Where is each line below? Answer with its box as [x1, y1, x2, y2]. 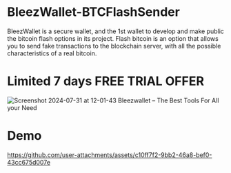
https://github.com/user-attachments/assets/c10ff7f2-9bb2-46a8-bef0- [7, 150, 212, 159]
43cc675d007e [7, 158, 50, 166]
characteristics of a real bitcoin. [7, 49, 97, 57]
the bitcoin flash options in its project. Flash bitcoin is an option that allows [7, 34, 219, 42]
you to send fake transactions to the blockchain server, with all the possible [7, 42, 221, 50]
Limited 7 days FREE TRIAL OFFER [7, 73, 205, 89]
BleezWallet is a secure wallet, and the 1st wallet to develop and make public [7, 27, 224, 35]
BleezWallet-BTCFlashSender [7, 4, 181, 20]
